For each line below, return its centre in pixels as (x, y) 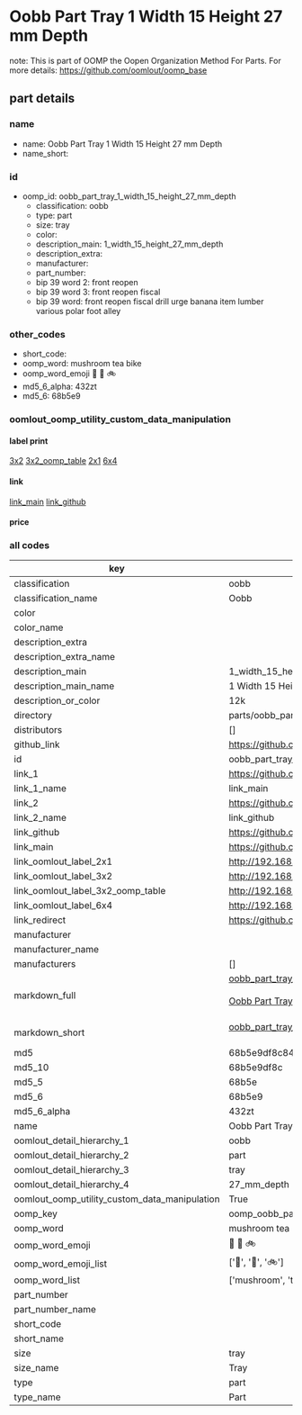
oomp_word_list (47, 1280)
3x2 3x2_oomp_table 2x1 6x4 (63, 461)
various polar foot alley (78, 311)
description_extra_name (64, 657)
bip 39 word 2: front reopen (87, 282)
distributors (38, 730)
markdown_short (49, 1032)
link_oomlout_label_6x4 (63, 906)
